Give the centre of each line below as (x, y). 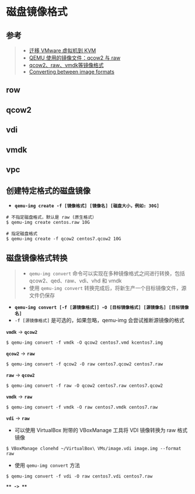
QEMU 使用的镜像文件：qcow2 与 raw (75, 58)
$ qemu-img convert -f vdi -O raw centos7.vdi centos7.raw (79, 476)
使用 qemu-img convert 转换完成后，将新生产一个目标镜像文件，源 (108, 288)
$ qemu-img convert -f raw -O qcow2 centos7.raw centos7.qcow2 (85, 386)
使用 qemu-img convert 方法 (47, 465)
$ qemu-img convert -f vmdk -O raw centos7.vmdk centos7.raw (82, 407)
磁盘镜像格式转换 (37, 258)
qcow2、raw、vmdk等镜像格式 (66, 65)
